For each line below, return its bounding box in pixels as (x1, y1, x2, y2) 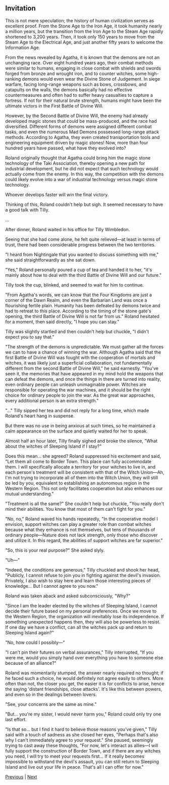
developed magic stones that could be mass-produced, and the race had (5, 118, 157, 124)
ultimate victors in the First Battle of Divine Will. (5, 102, 103, 109)
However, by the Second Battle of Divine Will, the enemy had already (5, 113, 148, 119)
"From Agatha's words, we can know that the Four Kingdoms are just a (5, 292, 152, 298)
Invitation (5, 4, 36, 13)
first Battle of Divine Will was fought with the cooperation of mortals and (5, 354, 155, 361)
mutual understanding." (5, 490, 54, 496)
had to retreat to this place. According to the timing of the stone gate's (5, 308, 151, 314)
